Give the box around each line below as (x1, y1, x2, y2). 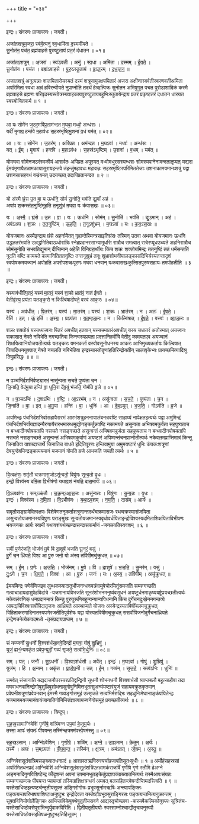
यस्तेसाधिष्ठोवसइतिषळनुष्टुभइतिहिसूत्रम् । (6, 811, 82, 817)
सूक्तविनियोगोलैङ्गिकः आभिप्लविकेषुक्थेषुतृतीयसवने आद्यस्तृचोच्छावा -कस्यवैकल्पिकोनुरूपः (6, 797, 170, 804)
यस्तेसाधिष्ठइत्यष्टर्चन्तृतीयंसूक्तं (6, 784, 63, 791)
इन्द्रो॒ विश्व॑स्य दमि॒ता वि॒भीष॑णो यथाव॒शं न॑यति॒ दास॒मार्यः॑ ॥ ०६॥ (6, 478, 116, 485)
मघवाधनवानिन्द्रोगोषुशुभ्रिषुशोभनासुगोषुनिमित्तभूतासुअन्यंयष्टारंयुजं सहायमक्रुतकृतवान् (6, 683, 155, 690)
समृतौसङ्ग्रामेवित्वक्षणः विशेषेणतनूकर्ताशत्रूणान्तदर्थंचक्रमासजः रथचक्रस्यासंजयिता (6, 508, 151, 515)
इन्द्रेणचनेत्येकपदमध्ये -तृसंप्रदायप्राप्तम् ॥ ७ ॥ (6, 616, 88, 622)
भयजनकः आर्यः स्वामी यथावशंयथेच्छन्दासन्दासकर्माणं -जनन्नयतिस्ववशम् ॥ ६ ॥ (6, 521, 149, 529)
